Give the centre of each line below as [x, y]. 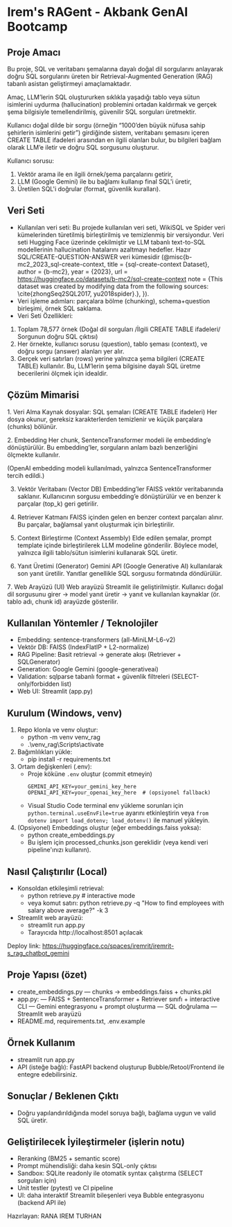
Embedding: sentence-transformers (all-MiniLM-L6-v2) [96, 640]
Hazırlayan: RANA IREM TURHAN [54, 1216]
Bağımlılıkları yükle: [45, 752]
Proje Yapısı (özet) [47, 975]
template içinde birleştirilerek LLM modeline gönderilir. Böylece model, [117, 545]
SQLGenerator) [39, 662]
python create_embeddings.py [71, 835]
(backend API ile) [42, 1203]
